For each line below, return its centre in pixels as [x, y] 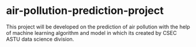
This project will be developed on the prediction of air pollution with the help [98, 27]
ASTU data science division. [40, 39]
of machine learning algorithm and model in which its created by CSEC [92, 32]
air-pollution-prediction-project [85, 11]
